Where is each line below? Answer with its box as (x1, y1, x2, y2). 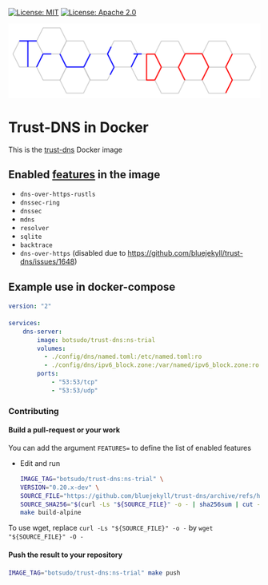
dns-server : (22, 328, 62, 336)
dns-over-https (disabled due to (19, 249, 126, 258)
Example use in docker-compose (8, 280, 176, 293)
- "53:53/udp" (50, 386, 98, 395)
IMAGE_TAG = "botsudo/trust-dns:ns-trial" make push (8, 568, 181, 577)
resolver (19, 225, 50, 233)
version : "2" (8, 302, 52, 311)
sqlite (19, 233, 42, 241)
